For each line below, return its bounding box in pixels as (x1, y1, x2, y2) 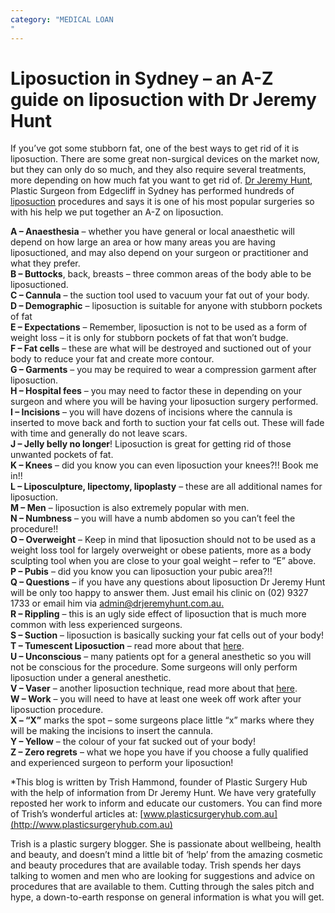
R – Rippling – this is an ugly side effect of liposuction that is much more (10, 608, 307, 620)
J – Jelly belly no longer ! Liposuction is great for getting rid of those (10, 438, 292, 450)
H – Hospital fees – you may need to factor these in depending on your (10, 385, 303, 397)
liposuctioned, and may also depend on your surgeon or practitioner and (10, 247, 309, 259)
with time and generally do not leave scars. (10, 427, 188, 440)
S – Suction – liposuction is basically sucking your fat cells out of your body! (10, 629, 325, 641)
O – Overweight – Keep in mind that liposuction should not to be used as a (10, 534, 317, 546)
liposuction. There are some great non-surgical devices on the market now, (10, 153, 320, 165)
